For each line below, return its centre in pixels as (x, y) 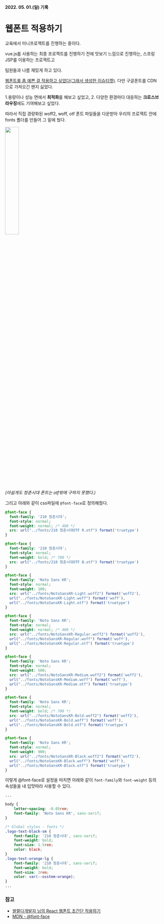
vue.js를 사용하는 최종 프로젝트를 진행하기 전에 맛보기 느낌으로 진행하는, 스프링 (80, 53)
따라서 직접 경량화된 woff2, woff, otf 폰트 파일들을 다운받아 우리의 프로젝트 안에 (81, 114)
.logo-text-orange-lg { (29, 858)
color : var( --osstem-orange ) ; (45, 877)
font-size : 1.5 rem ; (34, 845)
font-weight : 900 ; (28, 752)
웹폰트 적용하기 (34, 29)
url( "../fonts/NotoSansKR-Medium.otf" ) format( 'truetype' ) (71, 684)
